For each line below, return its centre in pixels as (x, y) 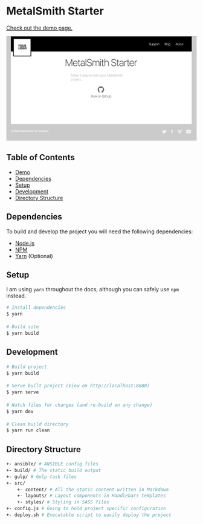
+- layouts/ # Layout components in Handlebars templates (92, 496)
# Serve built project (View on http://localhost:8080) (78, 386)
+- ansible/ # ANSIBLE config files (52, 464)
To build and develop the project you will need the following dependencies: (100, 231)
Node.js (25, 243)
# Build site (23, 327)
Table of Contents (41, 157)
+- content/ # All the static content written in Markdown (93, 490)
